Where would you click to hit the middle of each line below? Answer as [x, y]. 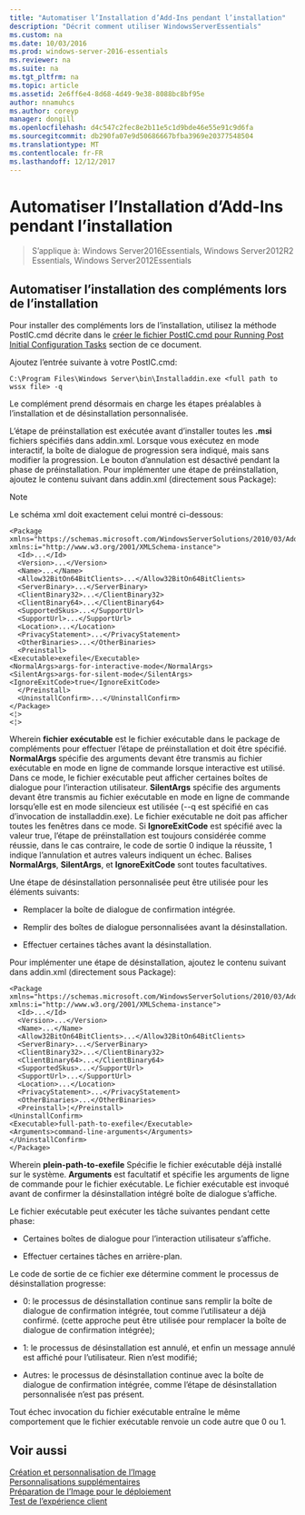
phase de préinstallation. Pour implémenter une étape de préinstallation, [144, 470]
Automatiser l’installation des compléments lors [148, 289]
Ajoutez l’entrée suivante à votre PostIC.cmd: [93, 362]
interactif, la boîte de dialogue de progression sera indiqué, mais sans [139, 450]
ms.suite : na [34, 69]
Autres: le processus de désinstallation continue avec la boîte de [143, 1375]
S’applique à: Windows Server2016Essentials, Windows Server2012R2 [162, 251]
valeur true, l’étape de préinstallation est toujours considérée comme [138, 836]
